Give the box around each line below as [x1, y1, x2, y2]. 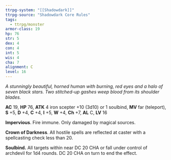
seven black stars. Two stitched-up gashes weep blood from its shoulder [5, 89, 160, 95]
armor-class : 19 [5, 27, 40, 32]
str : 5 [5, 36, 19, 41]
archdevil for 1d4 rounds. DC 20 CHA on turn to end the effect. [5, 150, 137, 156]
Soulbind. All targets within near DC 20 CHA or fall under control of [5, 145, 147, 151]
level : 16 [5, 70, 27, 75]
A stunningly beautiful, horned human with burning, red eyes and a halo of [5, 83, 163, 89]
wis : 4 [5, 55, 19, 60]
